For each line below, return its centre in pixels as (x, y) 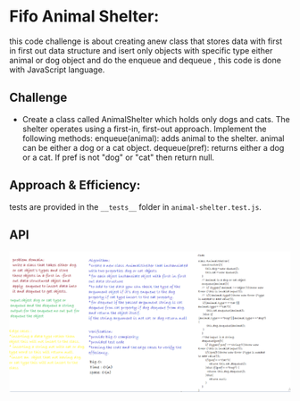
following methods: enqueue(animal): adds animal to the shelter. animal (153, 138)
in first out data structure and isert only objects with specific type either (141, 50)
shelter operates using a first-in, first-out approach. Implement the (144, 129)
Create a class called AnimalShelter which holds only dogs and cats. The (156, 119)
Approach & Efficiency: (75, 185)
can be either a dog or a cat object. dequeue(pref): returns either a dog (153, 147)
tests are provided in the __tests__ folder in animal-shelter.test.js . (135, 206)
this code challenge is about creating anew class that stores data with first (146, 41)
